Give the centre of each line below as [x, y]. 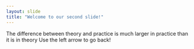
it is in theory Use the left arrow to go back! [58, 40]
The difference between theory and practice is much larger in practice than [97, 33]
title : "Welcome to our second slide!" [55, 17]
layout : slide [24, 11]
